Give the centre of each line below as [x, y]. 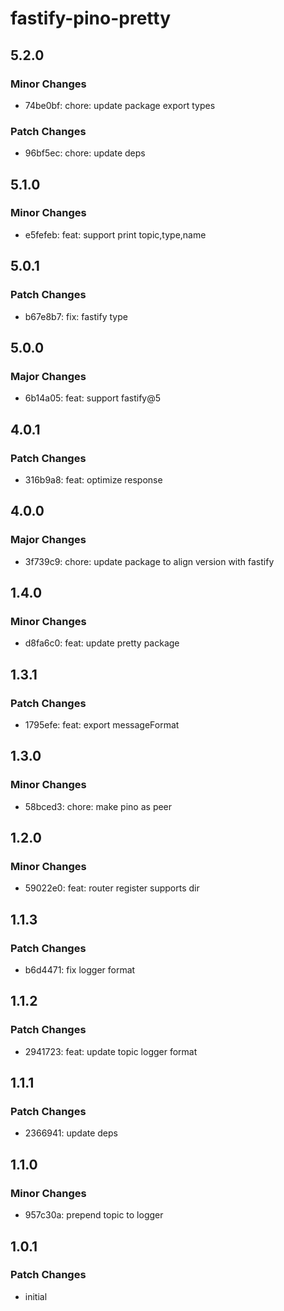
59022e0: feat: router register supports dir [112, 888]
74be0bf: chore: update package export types [120, 105]
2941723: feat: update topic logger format [111, 1051]
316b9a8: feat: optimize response [93, 479]
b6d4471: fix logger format [80, 970]
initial [36, 1296]
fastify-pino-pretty [91, 18]
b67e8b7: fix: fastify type [76, 316]
